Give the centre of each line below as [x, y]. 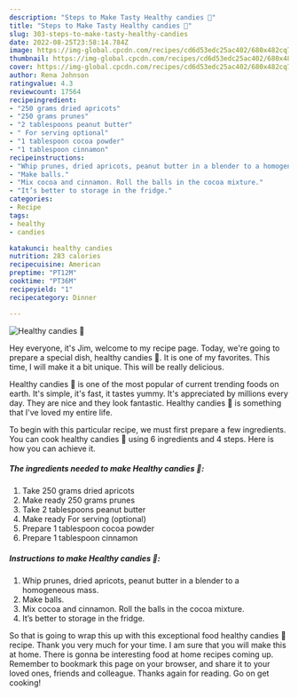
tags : [19, 215]
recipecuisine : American [55, 265]
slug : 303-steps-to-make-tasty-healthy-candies [99, 34]
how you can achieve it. [52, 448]
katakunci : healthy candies [61, 248]
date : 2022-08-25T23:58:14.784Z [69, 42]
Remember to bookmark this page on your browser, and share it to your [140, 664]
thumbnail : [29, 59]
